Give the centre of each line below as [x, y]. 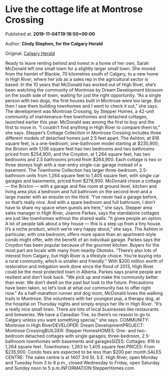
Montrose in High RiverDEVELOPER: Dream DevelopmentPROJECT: [75, 325]
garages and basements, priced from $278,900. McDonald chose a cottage [83, 181]
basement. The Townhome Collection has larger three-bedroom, [72, 170]
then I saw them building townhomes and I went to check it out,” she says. [82, 106]
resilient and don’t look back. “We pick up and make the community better [82, 277]
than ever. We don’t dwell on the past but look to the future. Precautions [79, 282]
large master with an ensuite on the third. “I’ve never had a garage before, [81, 197]
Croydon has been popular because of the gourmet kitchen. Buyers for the [82, 245]
